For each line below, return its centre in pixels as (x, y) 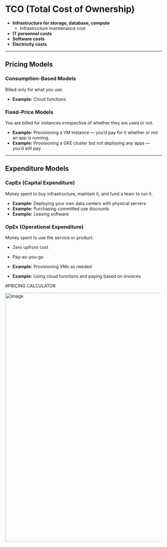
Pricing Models (29, 64)
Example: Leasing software (41, 214)
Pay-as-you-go (28, 257)
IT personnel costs (32, 33)
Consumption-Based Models (41, 79)
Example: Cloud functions (39, 99)
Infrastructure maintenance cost (53, 28)
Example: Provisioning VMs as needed (52, 266)
